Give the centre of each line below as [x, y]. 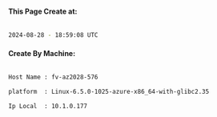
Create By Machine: [42, 53]
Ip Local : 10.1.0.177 [48, 107]
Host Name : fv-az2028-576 [53, 77]
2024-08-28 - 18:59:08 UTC [53, 35]
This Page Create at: [43, 11]
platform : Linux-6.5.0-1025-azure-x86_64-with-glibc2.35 [109, 92]
